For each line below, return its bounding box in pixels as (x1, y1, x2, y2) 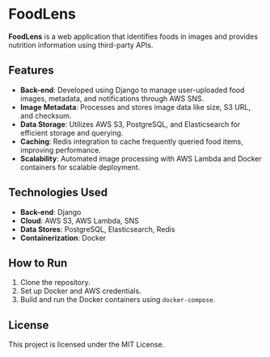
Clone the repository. (19, 278, 91, 288)
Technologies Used (8, 186, 108, 199)
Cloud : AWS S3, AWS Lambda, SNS (19, 216, 140, 225)
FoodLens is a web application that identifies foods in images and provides (8, 31, 259, 41)
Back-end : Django (19, 207, 82, 216)
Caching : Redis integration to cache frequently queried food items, (19, 136, 244, 146)
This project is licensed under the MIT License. (8, 340, 165, 350)
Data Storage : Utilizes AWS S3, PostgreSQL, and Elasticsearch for (19, 119, 241, 129)
